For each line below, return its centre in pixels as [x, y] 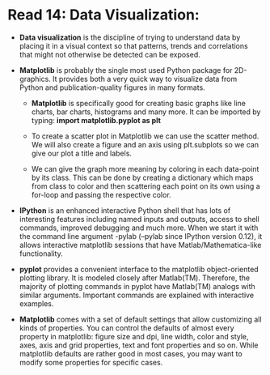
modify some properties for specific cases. [91, 362]
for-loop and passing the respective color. [101, 194]
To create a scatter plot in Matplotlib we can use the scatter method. [145, 136]
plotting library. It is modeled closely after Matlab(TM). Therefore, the [135, 278]
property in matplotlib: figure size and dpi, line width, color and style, [134, 336]
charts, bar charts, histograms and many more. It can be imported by [146, 112]
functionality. [41, 254]
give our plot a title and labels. [82, 153]
